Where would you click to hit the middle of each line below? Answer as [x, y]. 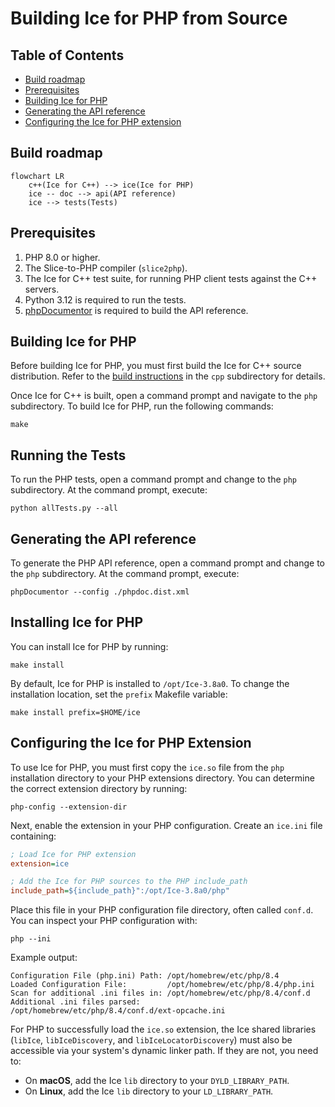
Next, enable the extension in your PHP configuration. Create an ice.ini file [166, 825]
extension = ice [40, 863]
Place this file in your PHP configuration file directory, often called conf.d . [162, 910]
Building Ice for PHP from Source [149, 18]
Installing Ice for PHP [77, 622]
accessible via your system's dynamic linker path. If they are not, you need [164, 1051]
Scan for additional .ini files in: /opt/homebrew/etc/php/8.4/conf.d [160, 993]
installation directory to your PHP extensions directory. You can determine [162, 778]
